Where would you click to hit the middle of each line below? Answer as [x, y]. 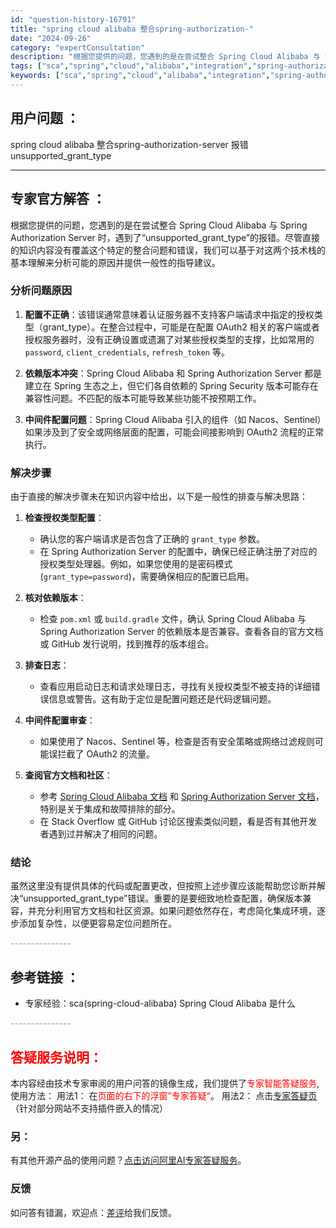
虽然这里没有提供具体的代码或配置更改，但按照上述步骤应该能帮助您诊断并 [163, 886]
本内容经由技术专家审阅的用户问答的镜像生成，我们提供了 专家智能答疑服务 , [165, 1083]
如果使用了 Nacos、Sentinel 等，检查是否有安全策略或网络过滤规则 [177, 742]
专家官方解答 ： [58, 199]
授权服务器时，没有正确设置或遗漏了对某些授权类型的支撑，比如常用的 [169, 339]
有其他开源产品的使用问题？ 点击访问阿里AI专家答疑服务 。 [128, 1160]
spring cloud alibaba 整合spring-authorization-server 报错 [129, 144]
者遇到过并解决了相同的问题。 [101, 834]
